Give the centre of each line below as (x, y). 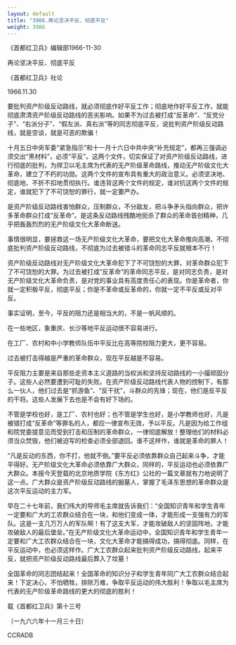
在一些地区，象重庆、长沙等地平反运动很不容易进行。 (84, 328)
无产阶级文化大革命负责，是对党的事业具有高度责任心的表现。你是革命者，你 (118, 281)
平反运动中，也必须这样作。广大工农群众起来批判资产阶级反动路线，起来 (112, 550)
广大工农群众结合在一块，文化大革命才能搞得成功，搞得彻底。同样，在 (127, 541)
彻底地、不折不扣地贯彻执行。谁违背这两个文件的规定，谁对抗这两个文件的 (115, 183)
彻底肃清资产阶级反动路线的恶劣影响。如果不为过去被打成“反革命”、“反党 (113, 115)
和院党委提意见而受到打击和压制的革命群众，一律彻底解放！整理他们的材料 (115, 432)
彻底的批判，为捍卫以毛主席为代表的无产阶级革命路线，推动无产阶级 (112, 165)
